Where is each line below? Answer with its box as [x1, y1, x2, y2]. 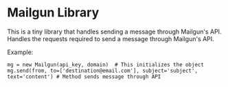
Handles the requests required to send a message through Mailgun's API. [7, 34, 214, 42]
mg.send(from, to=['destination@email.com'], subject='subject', [7, 67, 198, 74]
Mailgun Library [7, 5, 100, 21]
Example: [7, 48, 34, 56]
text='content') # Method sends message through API [7, 73, 161, 80]
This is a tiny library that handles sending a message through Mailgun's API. [7, 27, 222, 36]
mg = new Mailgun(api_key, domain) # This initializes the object [7, 61, 205, 68]
